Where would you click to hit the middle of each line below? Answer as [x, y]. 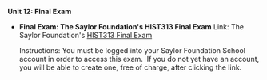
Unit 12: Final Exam [40, 11]
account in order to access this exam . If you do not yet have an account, [139, 59]
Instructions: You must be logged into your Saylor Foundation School [132, 50]
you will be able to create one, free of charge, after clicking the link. [130, 67]
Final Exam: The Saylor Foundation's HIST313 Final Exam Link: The [132, 27]
